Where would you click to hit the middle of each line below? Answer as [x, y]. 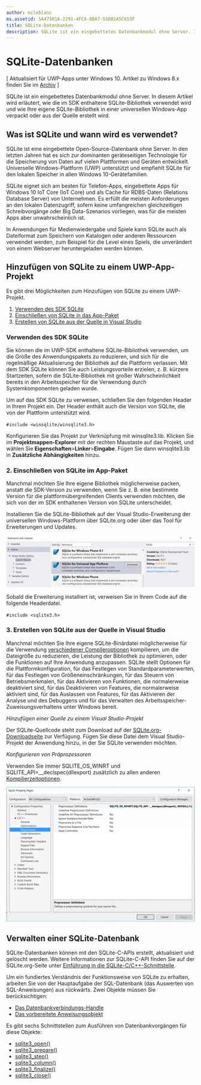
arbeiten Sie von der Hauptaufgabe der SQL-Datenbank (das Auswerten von [100, 984]
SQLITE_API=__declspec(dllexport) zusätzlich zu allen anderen [83, 772]
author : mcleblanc [29, 13]
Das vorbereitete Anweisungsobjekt [59, 1014]
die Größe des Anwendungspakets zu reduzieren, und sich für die [87, 357]
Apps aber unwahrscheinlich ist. [46, 218]
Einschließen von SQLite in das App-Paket [67, 315]
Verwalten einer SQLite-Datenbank [73, 938]
